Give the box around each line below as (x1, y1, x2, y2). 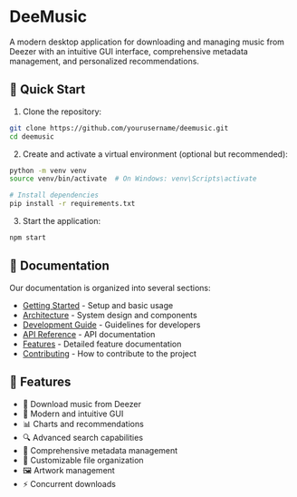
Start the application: (22, 216, 101, 226)
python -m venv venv (9, 166, 88, 175)
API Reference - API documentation (22, 328, 156, 339)
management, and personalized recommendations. (9, 55, 199, 66)
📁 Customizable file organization (22, 454, 144, 465)
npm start (9, 233, 47, 242)
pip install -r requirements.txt (9, 200, 136, 209)
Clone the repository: (22, 106, 102, 117)
